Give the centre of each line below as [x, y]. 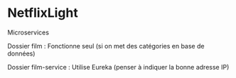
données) [21, 53]
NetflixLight [43, 13]
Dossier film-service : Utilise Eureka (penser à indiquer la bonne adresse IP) [118, 67]
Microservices [28, 32]
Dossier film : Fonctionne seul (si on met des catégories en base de [106, 46]
